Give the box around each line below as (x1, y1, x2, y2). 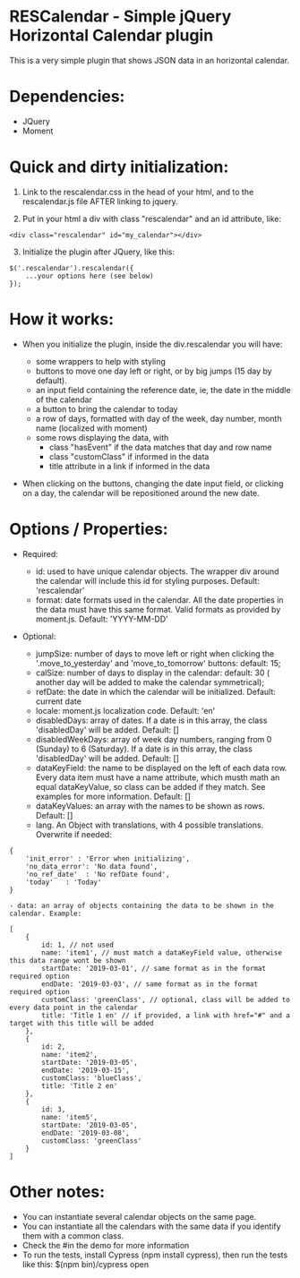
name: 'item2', (41, 1050, 99, 1059)
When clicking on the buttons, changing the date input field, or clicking (21, 477, 284, 489)
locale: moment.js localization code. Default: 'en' (35, 705, 216, 716)
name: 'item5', (41, 1112, 99, 1121)
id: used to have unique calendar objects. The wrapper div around (35, 566, 279, 577)
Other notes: (9, 1181, 106, 1202)
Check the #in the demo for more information (21, 1239, 190, 1250)
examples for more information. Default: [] (35, 791, 191, 802)
